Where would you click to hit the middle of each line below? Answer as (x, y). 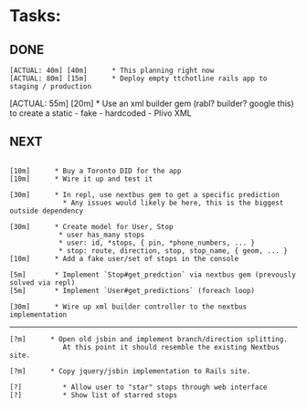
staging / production (51, 87)
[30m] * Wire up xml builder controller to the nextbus (128, 307)
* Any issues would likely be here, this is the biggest (173, 203)
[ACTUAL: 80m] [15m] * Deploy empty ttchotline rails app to (138, 79)
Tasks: (35, 16)
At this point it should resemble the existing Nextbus (171, 347)
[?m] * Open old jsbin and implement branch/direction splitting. (148, 339)
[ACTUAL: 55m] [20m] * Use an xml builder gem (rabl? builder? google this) (152, 103)
